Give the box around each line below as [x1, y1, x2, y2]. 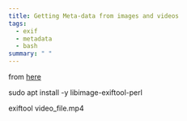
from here [8, 72, 42, 81]
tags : [8, 19, 27, 28]
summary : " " [8, 50, 53, 58]
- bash [15, 42, 38, 50]
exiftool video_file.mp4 [8, 103, 84, 113]
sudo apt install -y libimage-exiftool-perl [8, 88, 143, 97]
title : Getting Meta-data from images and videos [8, 11, 180, 20]
